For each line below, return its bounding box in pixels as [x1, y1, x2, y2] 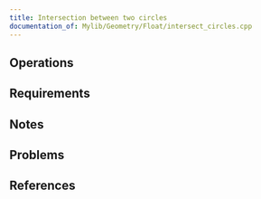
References [9, 178, 76, 194]
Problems [9, 147, 65, 163]
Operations [9, 55, 74, 71]
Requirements [9, 86, 90, 101]
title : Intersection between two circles [9, 13, 168, 23]
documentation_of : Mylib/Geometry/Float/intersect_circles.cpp [9, 22, 253, 31]
